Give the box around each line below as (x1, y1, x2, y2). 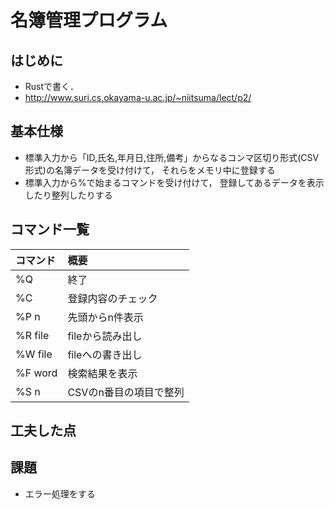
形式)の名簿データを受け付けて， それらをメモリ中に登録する (24, 164, 276, 176)
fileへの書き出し (67, 347, 143, 361)
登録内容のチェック (67, 291, 158, 305)
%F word (15, 366, 58, 380)
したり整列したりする (24, 189, 113, 201)
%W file (15, 347, 53, 361)
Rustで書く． (24, 81, 80, 92)
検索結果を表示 (67, 366, 138, 380)
